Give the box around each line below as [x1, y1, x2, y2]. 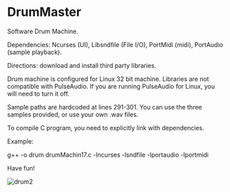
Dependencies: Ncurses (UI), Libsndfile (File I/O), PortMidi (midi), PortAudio [7, 40, 224, 49]
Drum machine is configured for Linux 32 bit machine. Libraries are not [7, 74, 209, 83]
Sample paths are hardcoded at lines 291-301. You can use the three [7, 103, 202, 111]
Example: [7, 137, 34, 146]
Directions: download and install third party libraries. [7, 61, 157, 69]
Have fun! [7, 164, 35, 172]
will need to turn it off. [7, 89, 70, 98]
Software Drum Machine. [7, 27, 78, 35]
